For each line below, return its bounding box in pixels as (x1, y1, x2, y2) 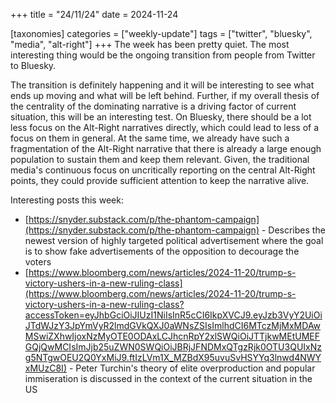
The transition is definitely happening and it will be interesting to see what (10, 79, 315, 91)
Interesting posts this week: (10, 194, 124, 206)
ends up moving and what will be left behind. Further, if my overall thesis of (10, 90, 320, 101)
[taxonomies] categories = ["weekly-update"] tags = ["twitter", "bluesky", (10, 28, 313, 39)
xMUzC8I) (24, 362, 67, 374)
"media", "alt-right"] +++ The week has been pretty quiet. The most (10, 39, 290, 50)
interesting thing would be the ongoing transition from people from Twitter (10, 49, 316, 61)
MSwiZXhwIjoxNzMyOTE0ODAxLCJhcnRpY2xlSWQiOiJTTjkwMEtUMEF (24, 330, 321, 342)
